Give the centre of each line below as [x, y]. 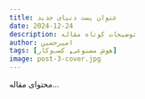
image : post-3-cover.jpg [55, 59]
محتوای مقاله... [34, 84]
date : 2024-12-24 [41, 26]
